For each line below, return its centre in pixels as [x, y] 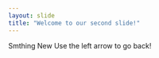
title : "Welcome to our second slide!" [74, 23]
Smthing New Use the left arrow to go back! [80, 45]
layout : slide [32, 15]
